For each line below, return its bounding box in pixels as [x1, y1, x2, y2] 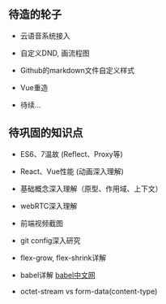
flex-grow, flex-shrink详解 [19, 253, 107, 263]
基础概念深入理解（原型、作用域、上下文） [19, 184, 163, 193]
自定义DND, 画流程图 [19, 48, 90, 58]
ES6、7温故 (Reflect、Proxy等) [19, 149, 123, 159]
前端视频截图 [19, 218, 63, 228]
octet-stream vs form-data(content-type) [19, 286, 158, 296]
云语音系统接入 [19, 31, 70, 41]
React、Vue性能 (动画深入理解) [19, 166, 124, 176]
